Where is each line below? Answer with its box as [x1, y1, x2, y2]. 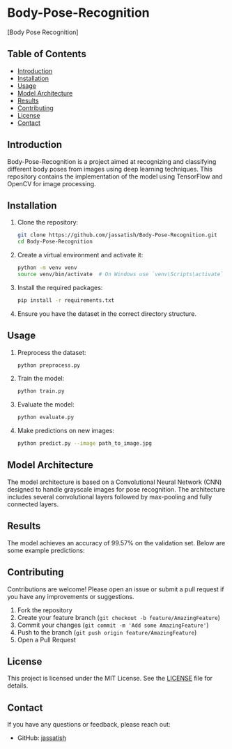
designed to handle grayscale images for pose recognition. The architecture [7, 485, 226, 493]
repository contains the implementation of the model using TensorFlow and [7, 172, 223, 181]
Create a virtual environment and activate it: [17, 251, 144, 259]
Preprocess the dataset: [17, 348, 86, 356]
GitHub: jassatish [17, 734, 66, 742]
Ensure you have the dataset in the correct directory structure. [17, 309, 197, 318]
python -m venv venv [17, 264, 77, 271]
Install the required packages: [17, 283, 103, 292]
